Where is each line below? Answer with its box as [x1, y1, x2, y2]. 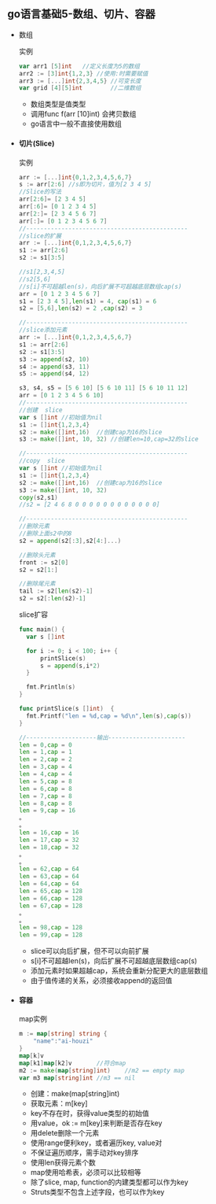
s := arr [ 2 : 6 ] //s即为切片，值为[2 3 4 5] [18, 180, 152, 189]
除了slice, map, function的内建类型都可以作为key [30, 1177, 189, 1187]
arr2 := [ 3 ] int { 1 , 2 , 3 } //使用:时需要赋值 [18, 69, 148, 77]
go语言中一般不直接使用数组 [30, 119, 123, 128]
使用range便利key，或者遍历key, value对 [30, 1138, 163, 1147]
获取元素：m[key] [30, 1099, 88, 1108]
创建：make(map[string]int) [30, 1089, 120, 1099]
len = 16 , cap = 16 [18, 829, 79, 837]
